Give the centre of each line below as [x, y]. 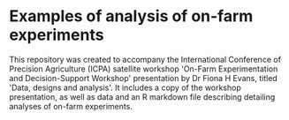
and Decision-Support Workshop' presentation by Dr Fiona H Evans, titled [144, 78]
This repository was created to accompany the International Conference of [145, 59]
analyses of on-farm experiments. [71, 106]
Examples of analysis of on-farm [131, 16]
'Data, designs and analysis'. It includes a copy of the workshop [125, 87]
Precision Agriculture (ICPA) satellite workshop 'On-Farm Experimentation [144, 69]
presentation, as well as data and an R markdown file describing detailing [142, 97]
